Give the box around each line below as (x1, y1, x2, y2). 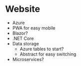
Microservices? (12, 56, 44, 62)
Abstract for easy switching (19, 51, 77, 57)
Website (5, 3, 40, 15)
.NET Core (12, 35, 34, 41)
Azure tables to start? (19, 46, 64, 52)
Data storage (12, 40, 39, 46)
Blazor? (12, 30, 28, 36)
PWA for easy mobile (12, 25, 56, 31)
